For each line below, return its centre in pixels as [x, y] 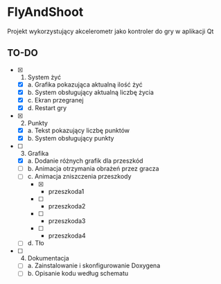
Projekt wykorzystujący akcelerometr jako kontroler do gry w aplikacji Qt [110, 31]
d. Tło [36, 243]
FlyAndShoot [45, 12]
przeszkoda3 [67, 221]
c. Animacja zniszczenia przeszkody [79, 177]
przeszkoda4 [67, 236]
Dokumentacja [48, 258]
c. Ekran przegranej [56, 100]
